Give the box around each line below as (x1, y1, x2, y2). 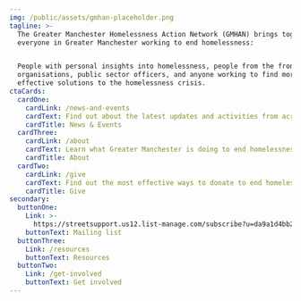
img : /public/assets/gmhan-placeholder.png (9, 13, 175, 22)
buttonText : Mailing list (25, 228, 123, 237)
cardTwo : (17, 162, 50, 171)
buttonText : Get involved (25, 278, 123, 287)
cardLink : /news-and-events (25, 104, 130, 113)
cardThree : (17, 129, 58, 138)
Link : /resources (25, 245, 90, 254)
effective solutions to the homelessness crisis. (17, 79, 206, 88)
